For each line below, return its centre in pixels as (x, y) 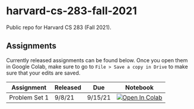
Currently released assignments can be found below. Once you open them (97, 60)
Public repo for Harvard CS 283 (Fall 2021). (59, 27)
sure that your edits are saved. (43, 73)
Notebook (139, 87)
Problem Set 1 (29, 97)
